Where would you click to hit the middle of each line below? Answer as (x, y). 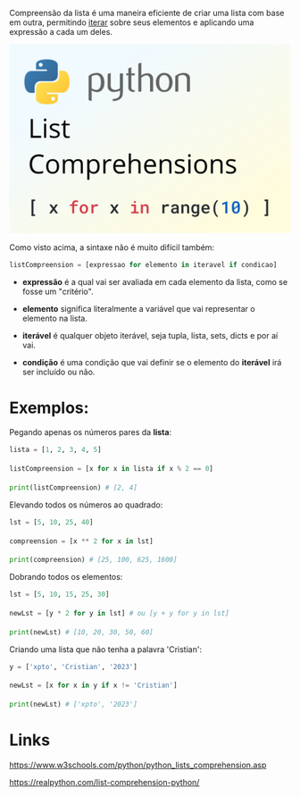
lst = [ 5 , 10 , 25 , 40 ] (51, 522)
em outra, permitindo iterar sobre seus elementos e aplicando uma (132, 22)
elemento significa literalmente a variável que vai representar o (139, 308)
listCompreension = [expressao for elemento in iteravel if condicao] (143, 264)
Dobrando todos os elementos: (66, 577)
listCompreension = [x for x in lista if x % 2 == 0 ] (112, 469)
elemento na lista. (54, 318)
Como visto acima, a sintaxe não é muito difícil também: (112, 247)
